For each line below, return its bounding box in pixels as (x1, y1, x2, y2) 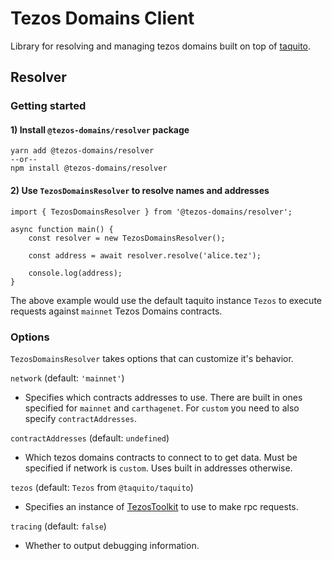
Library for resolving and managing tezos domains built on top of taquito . (10, 40, 312, 52)
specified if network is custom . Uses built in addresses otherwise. (24, 462, 293, 474)
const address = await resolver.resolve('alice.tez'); (28, 250, 262, 261)
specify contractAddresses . (24, 412, 138, 424)
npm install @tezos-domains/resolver (10, 163, 168, 174)
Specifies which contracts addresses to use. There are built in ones (24, 391, 303, 403)
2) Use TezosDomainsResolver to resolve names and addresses (10, 185, 270, 197)
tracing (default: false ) (10, 520, 107, 532)
